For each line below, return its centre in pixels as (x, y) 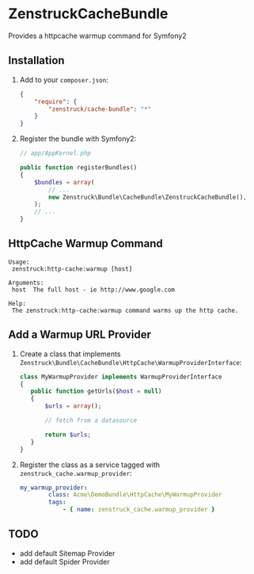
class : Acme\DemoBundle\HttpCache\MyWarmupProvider (135, 495)
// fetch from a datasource (91, 420)
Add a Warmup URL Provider (80, 335)
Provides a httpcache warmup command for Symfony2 (98, 36)
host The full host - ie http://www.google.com (93, 290)
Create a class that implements (70, 354)
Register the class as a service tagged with (90, 465)
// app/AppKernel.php (55, 154)
